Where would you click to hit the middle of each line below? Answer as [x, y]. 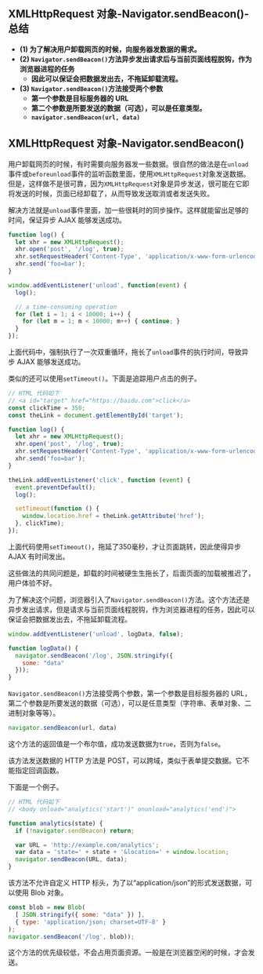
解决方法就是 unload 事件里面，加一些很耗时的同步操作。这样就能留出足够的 [128, 210]
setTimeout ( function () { [58, 509]
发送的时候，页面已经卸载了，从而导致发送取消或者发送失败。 [114, 193]
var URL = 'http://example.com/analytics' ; [87, 845]
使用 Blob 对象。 [41, 892]
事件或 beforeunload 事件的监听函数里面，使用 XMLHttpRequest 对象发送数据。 [129, 173]
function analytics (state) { [56, 823]
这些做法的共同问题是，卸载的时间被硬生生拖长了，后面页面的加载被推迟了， [131, 573]
